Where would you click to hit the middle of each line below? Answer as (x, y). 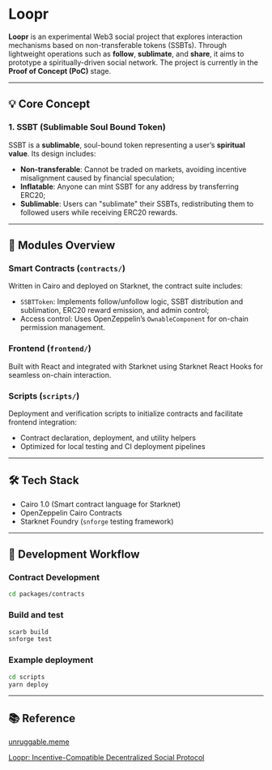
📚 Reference (42, 718)
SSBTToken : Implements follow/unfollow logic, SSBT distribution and (132, 302)
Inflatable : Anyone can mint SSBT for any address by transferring (129, 186)
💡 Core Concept (49, 104)
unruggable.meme (39, 742)
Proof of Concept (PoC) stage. (60, 71)
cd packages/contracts (47, 594)
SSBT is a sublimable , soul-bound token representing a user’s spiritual (127, 145)
